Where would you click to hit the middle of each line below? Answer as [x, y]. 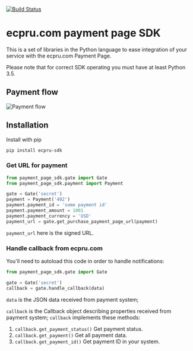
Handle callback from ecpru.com [54, 248]
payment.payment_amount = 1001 [45, 210]
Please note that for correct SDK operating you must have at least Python [96, 67]
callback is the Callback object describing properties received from [89, 311]
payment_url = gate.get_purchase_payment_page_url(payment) [82, 221]
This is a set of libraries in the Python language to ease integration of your [96, 49]
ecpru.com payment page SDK [83, 33]
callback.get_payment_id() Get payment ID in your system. [87, 342]
